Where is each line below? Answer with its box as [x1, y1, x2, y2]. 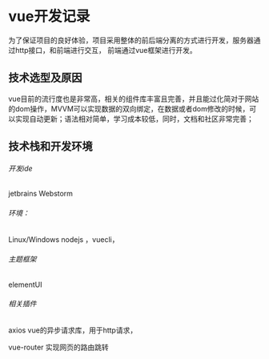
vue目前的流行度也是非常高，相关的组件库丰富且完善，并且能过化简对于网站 [8, 94, 259, 103]
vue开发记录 [8, 7, 90, 26]
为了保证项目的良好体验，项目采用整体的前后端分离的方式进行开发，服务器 [8, 35, 254, 45]
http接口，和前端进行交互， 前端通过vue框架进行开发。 [14, 45, 198, 54]
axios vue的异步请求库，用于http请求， [8, 325, 138, 335]
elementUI [8, 280, 42, 289]
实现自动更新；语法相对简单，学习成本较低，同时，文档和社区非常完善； [14, 114, 254, 123]
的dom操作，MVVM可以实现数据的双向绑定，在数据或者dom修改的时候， [8, 103, 250, 113]
